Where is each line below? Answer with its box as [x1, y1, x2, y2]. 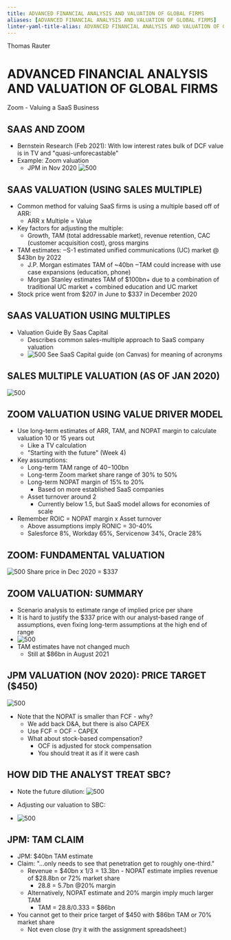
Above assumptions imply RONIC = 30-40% [27, 522, 153, 530]
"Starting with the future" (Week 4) [27, 449, 126, 457]
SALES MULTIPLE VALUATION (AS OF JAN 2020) [7, 370, 220, 382]
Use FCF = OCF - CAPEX [27, 727, 98, 735]
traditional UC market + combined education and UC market [27, 282, 198, 290]
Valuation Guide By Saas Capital [16, 328, 109, 337]
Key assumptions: [16, 456, 68, 464]
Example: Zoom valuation [16, 157, 89, 165]
